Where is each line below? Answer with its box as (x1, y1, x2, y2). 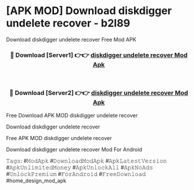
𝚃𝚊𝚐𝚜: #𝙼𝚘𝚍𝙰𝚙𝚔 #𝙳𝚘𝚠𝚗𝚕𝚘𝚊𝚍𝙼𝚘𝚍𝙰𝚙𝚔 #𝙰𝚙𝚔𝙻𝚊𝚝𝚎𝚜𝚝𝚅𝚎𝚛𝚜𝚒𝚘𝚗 (6, 157, 168, 164)
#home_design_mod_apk (6, 177, 66, 184)
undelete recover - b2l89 (6, 16, 131, 30)
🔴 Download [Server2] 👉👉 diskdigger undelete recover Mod (9, 89, 188, 97)
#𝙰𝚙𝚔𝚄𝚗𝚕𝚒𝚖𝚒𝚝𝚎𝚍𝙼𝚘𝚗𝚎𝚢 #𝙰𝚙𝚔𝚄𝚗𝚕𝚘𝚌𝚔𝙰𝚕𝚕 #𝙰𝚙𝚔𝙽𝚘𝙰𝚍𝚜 (6, 164, 153, 171)
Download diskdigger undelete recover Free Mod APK (6, 36, 136, 43)
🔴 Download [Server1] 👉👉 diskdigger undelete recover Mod (9, 51, 188, 59)
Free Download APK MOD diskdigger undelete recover (6, 111, 138, 118)
